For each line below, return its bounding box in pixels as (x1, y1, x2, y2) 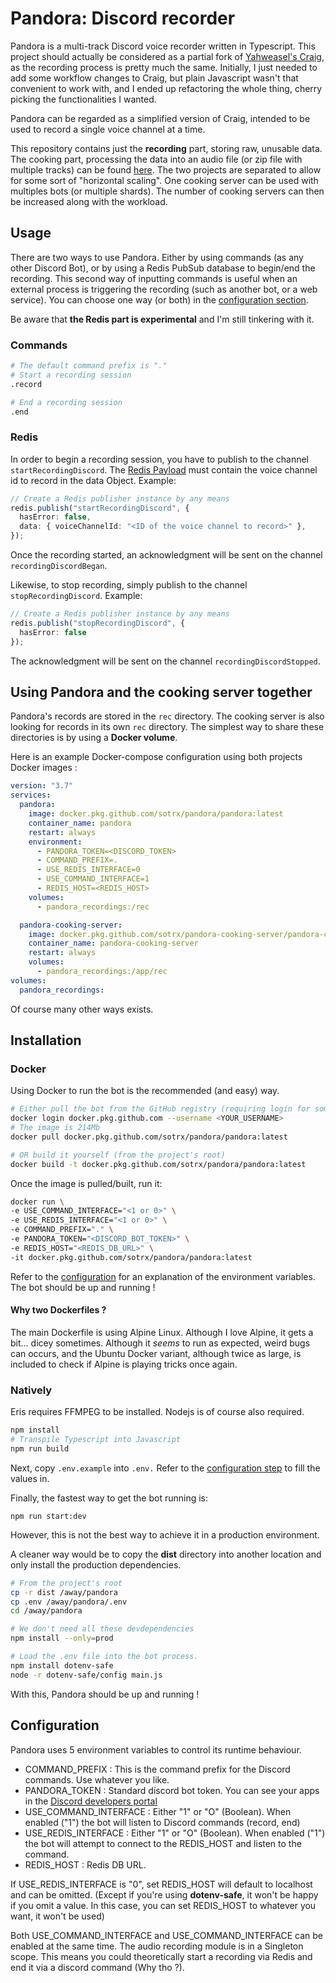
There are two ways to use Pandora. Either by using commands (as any (10, 251, 304, 263)
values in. (10, 1472, 50, 1484)
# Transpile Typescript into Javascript (10, 1435, 182, 1445)
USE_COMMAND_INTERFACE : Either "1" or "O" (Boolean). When (24, 1805, 292, 1817)
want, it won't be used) (10, 1910, 105, 1922)
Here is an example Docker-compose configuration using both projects (10, 751, 303, 763)
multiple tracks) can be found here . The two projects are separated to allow (10, 163, 322, 176)
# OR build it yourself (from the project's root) (10, 1150, 226, 1160)
